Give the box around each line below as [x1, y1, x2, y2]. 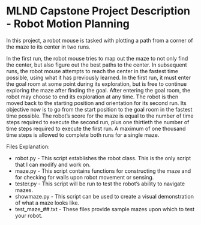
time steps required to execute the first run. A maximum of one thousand [6, 125, 186, 132]
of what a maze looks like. [14, 199, 80, 206]
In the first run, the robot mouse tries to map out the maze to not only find [6, 55, 188, 62]
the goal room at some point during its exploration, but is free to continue [6, 80, 187, 88]
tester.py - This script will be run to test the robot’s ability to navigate [14, 180, 185, 187]
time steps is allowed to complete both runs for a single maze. [6, 131, 160, 139]
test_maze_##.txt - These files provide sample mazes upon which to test [14, 205, 195, 212]
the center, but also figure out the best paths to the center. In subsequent [6, 61, 187, 68]
